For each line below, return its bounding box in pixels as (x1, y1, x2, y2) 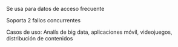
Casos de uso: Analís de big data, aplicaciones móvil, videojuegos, (6, 28, 173, 36)
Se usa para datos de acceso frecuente (6, 5, 105, 12)
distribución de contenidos (6, 35, 73, 42)
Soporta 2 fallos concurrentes (6, 17, 81, 23)
